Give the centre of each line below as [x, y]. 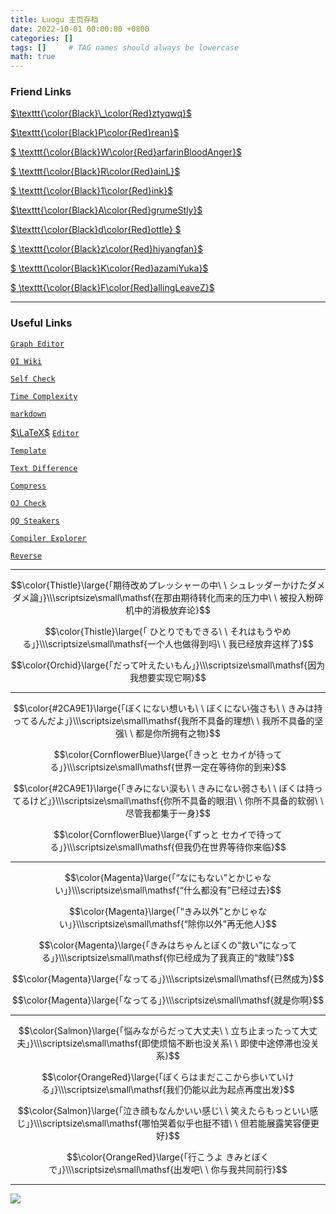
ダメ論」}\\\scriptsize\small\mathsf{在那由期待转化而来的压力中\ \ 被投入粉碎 [168, 597]
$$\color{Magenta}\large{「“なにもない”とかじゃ [163, 877]
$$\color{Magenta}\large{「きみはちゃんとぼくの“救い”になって [168, 945]
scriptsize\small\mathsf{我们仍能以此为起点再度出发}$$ [180, 1089]
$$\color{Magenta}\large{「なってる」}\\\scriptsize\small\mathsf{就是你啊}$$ [168, 1000]
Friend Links [41, 92]
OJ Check [28, 503]
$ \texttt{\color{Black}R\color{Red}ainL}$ [95, 172]
